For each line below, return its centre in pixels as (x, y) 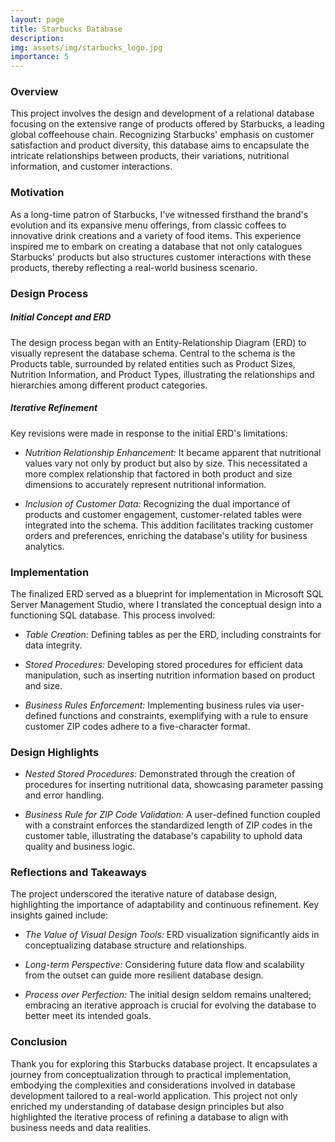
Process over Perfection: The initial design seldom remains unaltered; (168, 995)
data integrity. (53, 645)
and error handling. (64, 795)
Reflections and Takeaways (78, 873)
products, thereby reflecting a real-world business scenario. (134, 267)
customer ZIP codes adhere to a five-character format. (137, 726)
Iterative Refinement (54, 408)
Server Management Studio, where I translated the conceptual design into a (166, 604)
